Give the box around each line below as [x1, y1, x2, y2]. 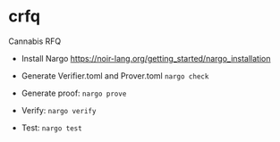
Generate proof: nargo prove [21, 88, 127, 98]
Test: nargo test [21, 122, 82, 133]
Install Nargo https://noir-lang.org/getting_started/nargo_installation [21, 53, 271, 63]
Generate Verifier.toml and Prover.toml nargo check [21, 70, 209, 81]
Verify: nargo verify [21, 104, 97, 115]
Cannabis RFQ [8, 36, 62, 46]
